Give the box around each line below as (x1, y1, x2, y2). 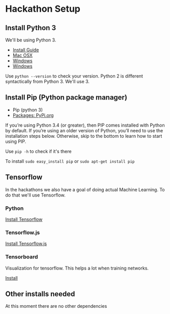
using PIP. (5, 138, 26, 144)
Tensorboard (5, 253, 38, 260)
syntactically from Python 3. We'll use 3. (5, 79, 90, 84)
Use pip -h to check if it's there (5, 148, 72, 154)
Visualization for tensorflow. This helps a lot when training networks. (5, 265, 149, 271)
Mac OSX (12, 52, 33, 58)
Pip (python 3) (12, 107, 43, 113)
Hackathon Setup (5, 3, 80, 15)
